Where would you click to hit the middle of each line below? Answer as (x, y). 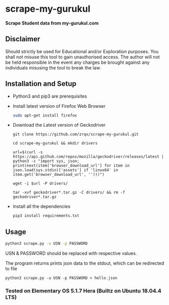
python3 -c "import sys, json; (46, 161)
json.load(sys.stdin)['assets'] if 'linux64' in (65, 170)
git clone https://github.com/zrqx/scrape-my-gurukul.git (76, 134)
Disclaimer (23, 39)
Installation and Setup (41, 84)
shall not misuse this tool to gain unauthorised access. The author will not (82, 57)
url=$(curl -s (28, 152)
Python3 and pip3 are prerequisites (50, 96)
